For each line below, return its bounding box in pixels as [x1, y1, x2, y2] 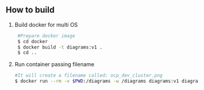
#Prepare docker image [17, 33, 76, 39]
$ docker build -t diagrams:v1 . [17, 44, 103, 50]
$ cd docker [17, 38, 48, 44]
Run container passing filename [14, 61, 95, 68]
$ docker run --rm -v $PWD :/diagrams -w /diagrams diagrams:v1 [14, 78, 180, 85]
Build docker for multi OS [14, 21, 78, 28]
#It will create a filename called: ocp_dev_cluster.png [14, 72, 163, 78]
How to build [5, 5, 55, 15]
